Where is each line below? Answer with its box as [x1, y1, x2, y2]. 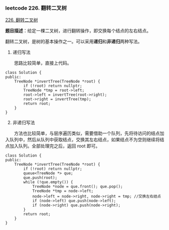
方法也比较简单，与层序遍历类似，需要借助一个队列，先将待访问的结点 [14, 130, 160, 136]
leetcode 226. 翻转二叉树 [5, 4, 67, 11]
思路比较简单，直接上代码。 [14, 60, 72, 66]
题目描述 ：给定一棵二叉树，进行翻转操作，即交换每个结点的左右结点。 [5, 28, 151, 34]
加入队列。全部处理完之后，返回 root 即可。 [9, 143, 100, 149]
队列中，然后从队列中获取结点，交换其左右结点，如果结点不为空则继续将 [9, 137, 160, 143]
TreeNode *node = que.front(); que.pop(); [32, 184, 123, 189]
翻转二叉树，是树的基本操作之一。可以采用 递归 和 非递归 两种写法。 [5, 39, 142, 45]
